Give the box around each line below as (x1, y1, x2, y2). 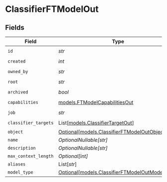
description (7, 145, 36, 151)
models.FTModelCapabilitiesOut (58, 98, 134, 105)
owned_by (7, 69, 28, 74)
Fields (5, 23, 25, 32)
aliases (7, 162, 26, 167)
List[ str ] (58, 161, 77, 168)
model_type (7, 170, 33, 175)
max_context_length (7, 153, 54, 159)
